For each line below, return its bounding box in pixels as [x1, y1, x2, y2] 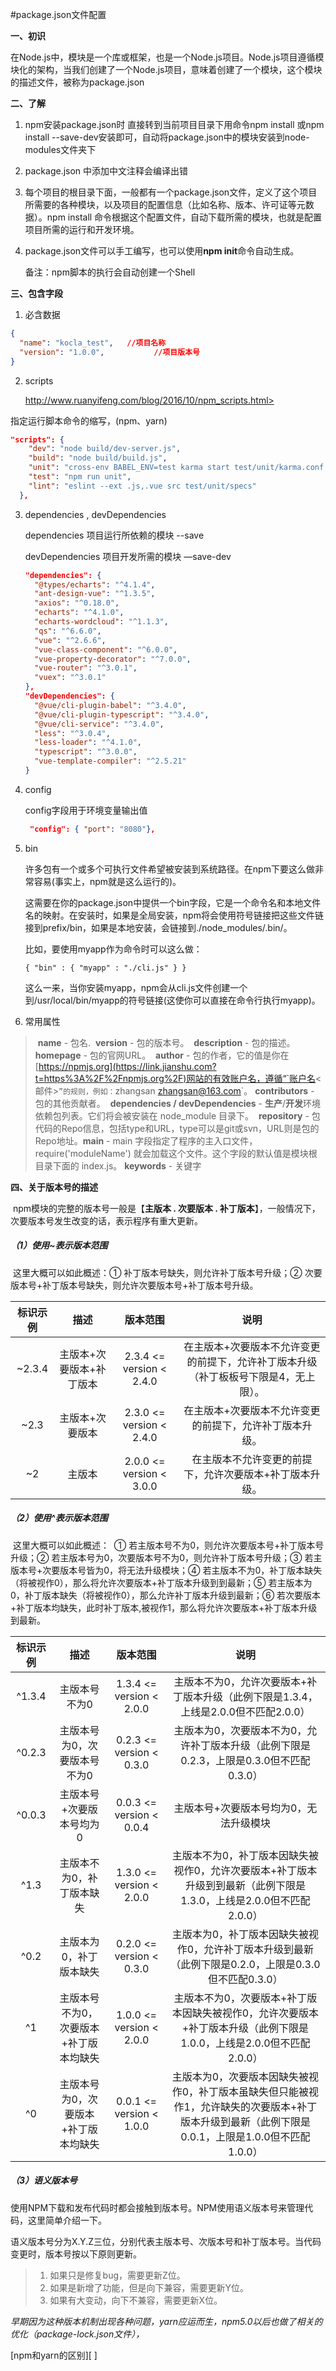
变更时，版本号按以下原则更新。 [10, 2248, 142, 2260]
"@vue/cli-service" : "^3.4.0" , [34, 719, 165, 729]
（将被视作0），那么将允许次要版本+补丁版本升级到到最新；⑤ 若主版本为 [10, 1576, 313, 1588]
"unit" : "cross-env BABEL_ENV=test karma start [28, 463, 230, 473]
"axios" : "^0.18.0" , [34, 598, 120, 608]
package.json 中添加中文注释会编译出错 [24, 165, 189, 177]
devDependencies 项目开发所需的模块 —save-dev [24, 550, 232, 562]
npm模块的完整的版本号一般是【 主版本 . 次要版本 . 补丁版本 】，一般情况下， [12, 1202, 321, 1214]
